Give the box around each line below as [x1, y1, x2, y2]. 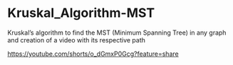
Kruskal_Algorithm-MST [7, 5, 155, 21]
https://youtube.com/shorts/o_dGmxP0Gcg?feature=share [7, 49, 180, 58]
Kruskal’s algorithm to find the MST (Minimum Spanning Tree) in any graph [7, 28, 227, 37]
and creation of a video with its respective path [7, 35, 146, 44]
